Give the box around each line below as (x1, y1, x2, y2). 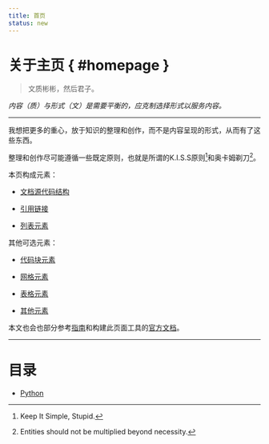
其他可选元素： (8, 238, 58, 248)
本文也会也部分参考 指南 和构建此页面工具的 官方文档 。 (8, 323, 184, 333)
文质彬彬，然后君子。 (27, 84, 98, 94)
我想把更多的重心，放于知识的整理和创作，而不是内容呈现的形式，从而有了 (8, 126, 254, 135)
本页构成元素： (8, 170, 58, 180)
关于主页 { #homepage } (8, 56, 170, 74)
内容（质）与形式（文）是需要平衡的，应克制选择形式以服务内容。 (8, 101, 226, 110)
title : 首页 (8, 11, 46, 20)
